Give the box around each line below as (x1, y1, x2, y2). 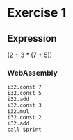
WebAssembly (7, 68, 58, 78)
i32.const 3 (7, 102, 42, 109)
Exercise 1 (7, 5, 67, 21)
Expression (7, 33, 57, 44)
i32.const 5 (7, 90, 42, 97)
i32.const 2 (7, 114, 42, 121)
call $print (7, 126, 42, 133)
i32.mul (7, 108, 30, 115)
